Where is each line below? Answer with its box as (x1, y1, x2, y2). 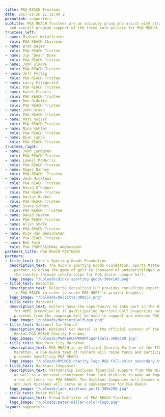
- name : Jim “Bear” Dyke (5, 53, 56, 58)
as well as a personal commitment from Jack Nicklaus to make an (14, 372, 151, 377)
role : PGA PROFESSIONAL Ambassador (9, 245, 82, 250)
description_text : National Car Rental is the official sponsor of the (9, 327, 160, 332)
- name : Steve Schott (5, 203, 50, 209)
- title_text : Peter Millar (5, 391, 63, 396)
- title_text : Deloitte (5, 281, 54, 286)
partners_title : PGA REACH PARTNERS (5, 249, 80, 254)
